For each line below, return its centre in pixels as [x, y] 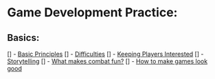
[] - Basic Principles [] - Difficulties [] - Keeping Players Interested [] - [105, 54]
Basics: [23, 38]
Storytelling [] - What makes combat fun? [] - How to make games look [107, 61]
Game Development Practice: [92, 13]
